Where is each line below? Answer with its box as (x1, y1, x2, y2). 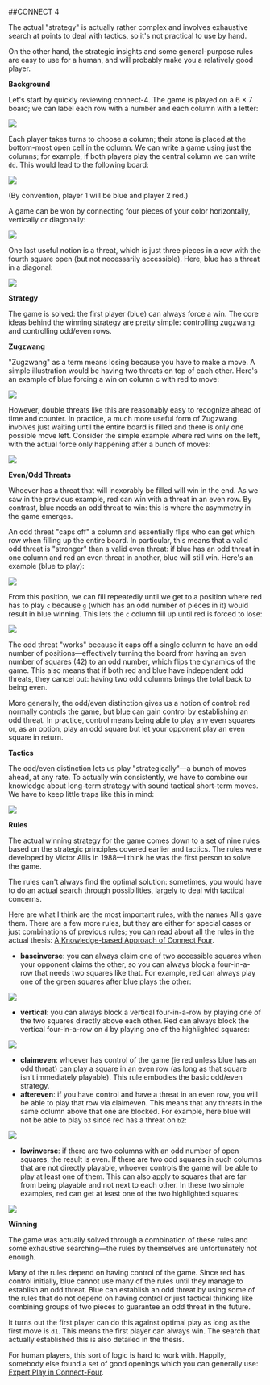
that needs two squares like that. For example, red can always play (35, 968, 256, 977)
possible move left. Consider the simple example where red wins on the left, (8, 431, 260, 440)
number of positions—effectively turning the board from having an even (8, 649, 247, 657)
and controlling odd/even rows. (8, 326, 112, 335)
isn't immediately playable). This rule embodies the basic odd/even (19, 1072, 243, 1082)
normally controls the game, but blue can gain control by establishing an (8, 707, 248, 716)
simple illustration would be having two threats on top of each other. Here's (8, 366, 258, 375)
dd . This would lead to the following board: (8, 160, 149, 169)
